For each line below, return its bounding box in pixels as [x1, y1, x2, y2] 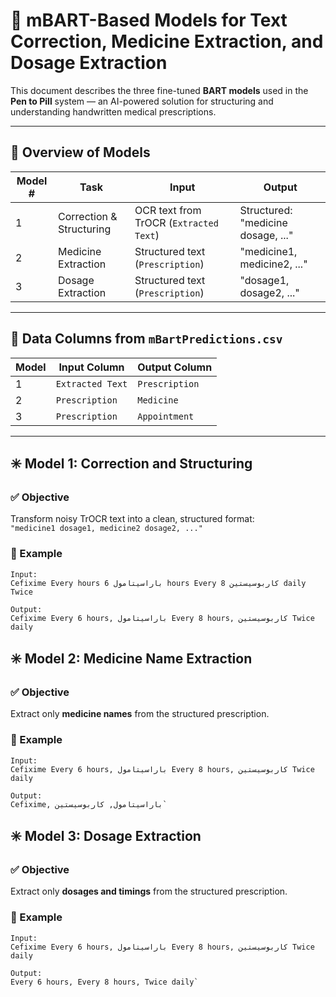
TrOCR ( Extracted [134, 215, 219, 229]
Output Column [137, 360, 213, 374]
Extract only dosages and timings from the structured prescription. [10, 885, 288, 898]
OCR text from [134, 203, 202, 217]
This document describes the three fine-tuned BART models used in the [10, 84, 309, 96]
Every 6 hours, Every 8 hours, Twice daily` [10, 977, 199, 987]
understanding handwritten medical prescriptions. [10, 105, 217, 118]
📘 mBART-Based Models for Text [10, 9, 288, 32]
